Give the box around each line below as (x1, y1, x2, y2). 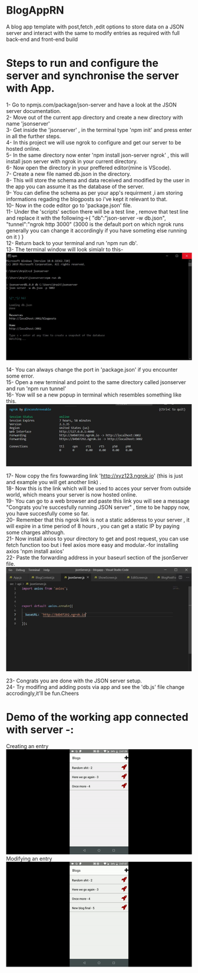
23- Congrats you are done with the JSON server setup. (6, 677, 143, 684)
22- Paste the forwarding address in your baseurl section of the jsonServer (6, 554, 189, 561)
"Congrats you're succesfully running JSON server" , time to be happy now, (6, 504, 190, 511)
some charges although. (6, 529, 65, 536)
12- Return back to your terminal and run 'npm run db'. (6, 239, 138, 246)
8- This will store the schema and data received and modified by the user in (6, 176, 190, 183)
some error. (6, 372, 34, 379)
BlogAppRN (6, 4, 64, 17)
